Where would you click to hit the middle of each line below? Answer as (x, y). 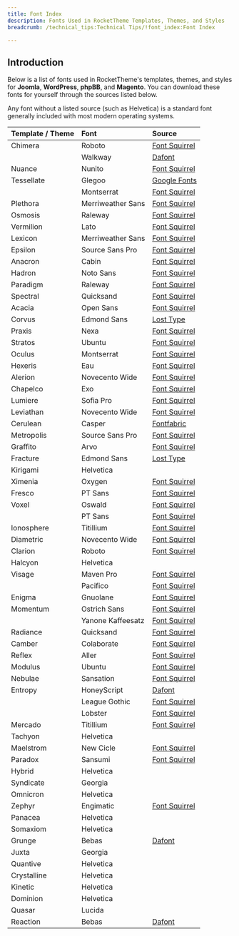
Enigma (24, 597)
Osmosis (26, 215)
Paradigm (27, 284)
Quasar (23, 910)
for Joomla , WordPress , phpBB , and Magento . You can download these (114, 87)
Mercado (26, 725)
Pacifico (95, 586)
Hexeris (24, 366)
